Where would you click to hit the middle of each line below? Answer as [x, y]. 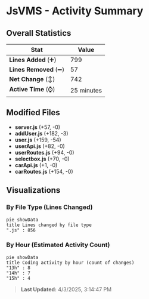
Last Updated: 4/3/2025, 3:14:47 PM [66, 289]
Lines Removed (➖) [37, 70]
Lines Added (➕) [33, 60]
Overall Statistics [39, 33]
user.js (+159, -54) [38, 140]
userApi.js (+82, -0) [40, 146]
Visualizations [33, 190]
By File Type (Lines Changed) [49, 207]
